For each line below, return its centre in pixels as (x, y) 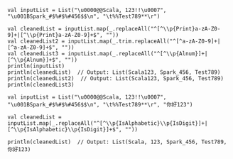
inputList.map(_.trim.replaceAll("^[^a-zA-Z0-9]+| (144, 41)
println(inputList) (36, 66)
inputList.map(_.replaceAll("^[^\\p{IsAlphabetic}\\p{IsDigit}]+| (108, 124)
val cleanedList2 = (36, 41)
